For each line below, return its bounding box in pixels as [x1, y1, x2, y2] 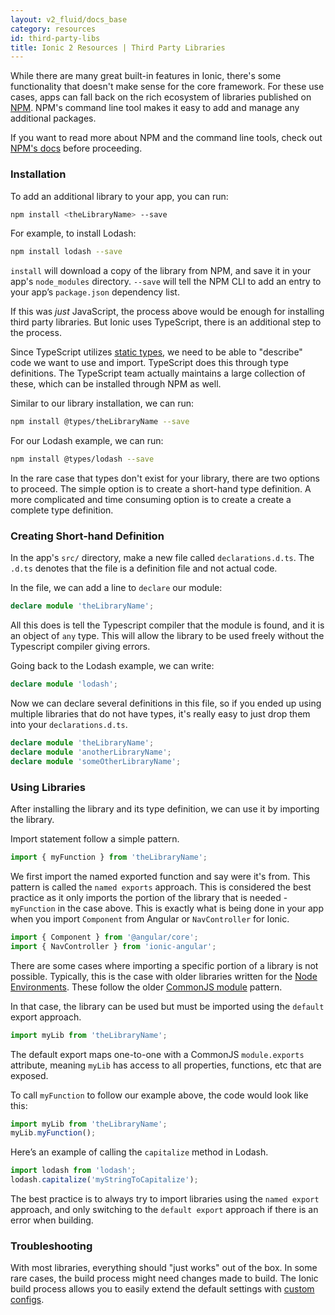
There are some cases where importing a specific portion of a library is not [10, 959, 319, 971]
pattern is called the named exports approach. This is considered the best [10, 881, 312, 893]
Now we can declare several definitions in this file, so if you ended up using [10, 697, 322, 710]
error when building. [10, 1214, 94, 1226]
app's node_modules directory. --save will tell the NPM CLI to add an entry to [10, 276, 322, 288]
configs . [10, 1294, 45, 1306]
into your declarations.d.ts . [10, 719, 128, 731]
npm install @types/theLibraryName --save [10, 417, 190, 427]
